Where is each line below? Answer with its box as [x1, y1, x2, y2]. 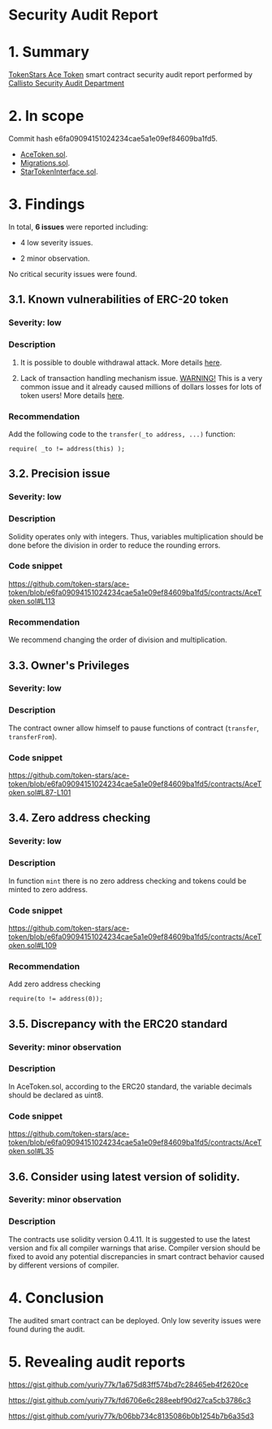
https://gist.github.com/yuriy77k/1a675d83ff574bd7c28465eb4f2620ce [8, 1379, 249, 1389]
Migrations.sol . [19, 158, 71, 168]
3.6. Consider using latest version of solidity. [8, 1170, 241, 1184]
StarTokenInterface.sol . [19, 167, 99, 176]
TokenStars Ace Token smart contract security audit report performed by [8, 70, 253, 80]
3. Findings [8, 195, 85, 214]
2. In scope [8, 107, 84, 125]
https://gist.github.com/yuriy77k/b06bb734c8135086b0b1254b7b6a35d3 [8, 1411, 254, 1421]
